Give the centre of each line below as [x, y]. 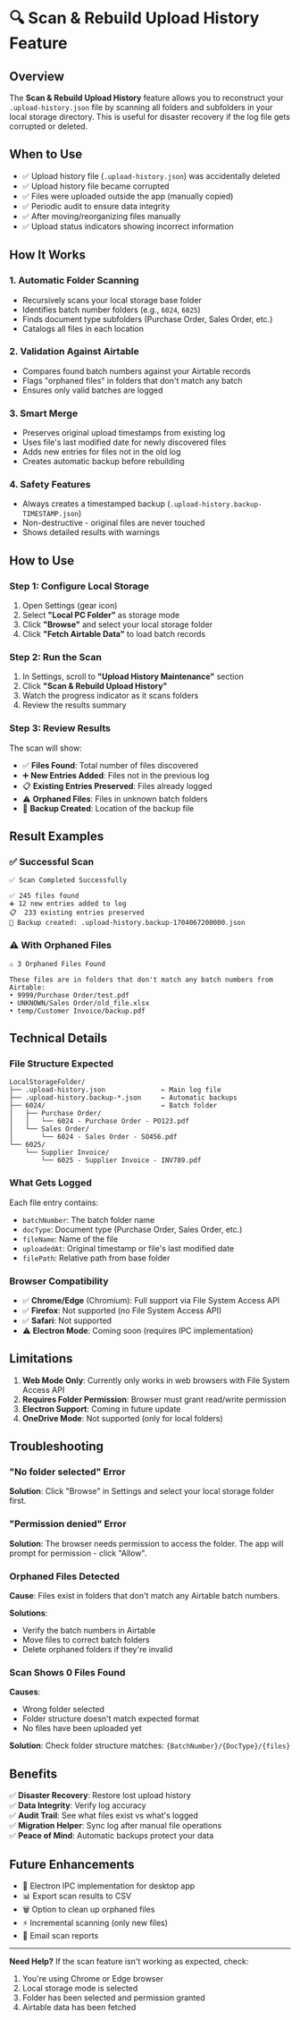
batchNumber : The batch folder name [88, 1219]
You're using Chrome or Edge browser [92, 1978]
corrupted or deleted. [49, 126]
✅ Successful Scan [52, 861]
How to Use [42, 560]
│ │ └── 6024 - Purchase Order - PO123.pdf [100, 1121]
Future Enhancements [72, 1864]
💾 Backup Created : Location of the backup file [108, 808]
